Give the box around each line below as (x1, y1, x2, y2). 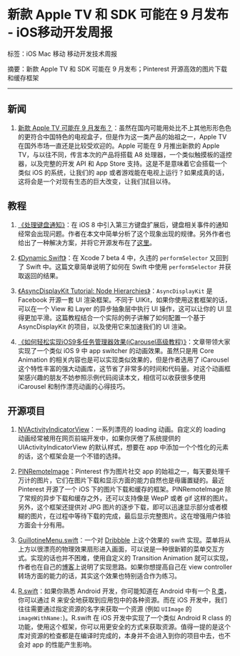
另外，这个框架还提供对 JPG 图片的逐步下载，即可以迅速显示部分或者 (17, 503, 222, 512)
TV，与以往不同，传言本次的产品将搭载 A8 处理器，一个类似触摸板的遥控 (17, 150, 232, 159)
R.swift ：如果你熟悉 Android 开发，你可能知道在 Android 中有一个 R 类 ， (17, 587, 231, 595)
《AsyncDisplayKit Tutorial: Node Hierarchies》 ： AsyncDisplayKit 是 (17, 287, 213, 295)
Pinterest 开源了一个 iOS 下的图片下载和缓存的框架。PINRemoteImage (17, 485, 224, 494)
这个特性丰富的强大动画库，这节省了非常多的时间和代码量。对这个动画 (17, 364, 225, 372)
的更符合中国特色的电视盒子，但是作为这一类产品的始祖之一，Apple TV (17, 132, 227, 141)
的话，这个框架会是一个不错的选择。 (17, 452, 125, 461)
